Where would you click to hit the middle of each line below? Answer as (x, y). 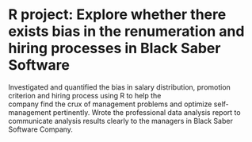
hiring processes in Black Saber (115, 48)
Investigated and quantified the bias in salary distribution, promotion (120, 87)
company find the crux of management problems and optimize (110, 104)
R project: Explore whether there (117, 15)
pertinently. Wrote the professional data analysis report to (147, 112)
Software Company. (41, 129)
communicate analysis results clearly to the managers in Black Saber (121, 121)
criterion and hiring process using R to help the (85, 95)
